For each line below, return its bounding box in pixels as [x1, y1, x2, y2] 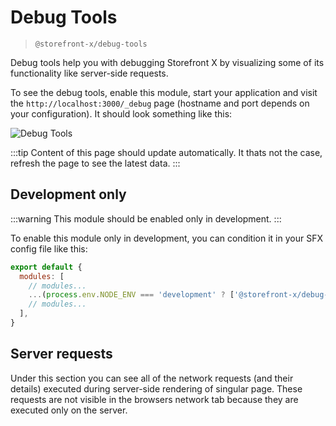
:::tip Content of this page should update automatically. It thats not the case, [10, 146, 323, 158]
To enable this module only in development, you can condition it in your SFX [10, 232, 323, 244]
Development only [10, 186, 127, 203]
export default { [10, 262, 83, 272]
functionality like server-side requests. [10, 67, 169, 79]
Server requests [10, 346, 113, 363]
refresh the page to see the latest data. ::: [10, 157, 181, 169]
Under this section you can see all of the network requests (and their [10, 372, 294, 384]
